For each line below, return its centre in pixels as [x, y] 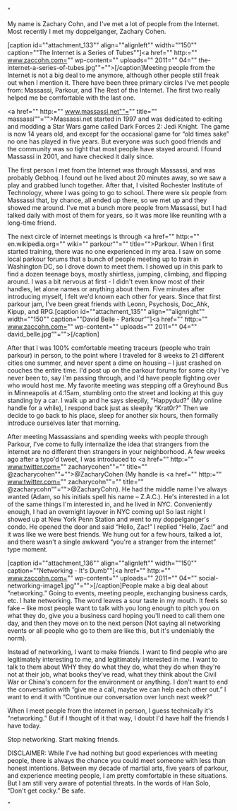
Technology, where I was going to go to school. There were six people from [117, 193]
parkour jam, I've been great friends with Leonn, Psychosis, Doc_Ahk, [109, 304]
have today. [24, 725]
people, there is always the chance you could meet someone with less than [116, 760]
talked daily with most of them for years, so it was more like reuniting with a [117, 215]
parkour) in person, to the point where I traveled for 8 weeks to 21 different [116, 355]
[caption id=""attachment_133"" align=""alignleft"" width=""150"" [102, 45]
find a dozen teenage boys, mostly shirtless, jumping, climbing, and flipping [117, 274]
